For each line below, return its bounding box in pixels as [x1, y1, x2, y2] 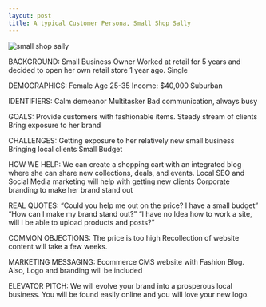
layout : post [8, 11, 52, 20]
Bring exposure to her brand [8, 120, 101, 130]
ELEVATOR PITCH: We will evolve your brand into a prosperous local [8, 281, 233, 290]
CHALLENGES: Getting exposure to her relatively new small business [8, 135, 235, 145]
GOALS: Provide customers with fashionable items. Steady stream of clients [8, 111, 258, 121]
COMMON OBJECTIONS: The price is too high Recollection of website [8, 233, 240, 242]
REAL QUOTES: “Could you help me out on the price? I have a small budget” [8, 201, 259, 210]
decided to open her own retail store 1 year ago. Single [8, 65, 188, 74]
